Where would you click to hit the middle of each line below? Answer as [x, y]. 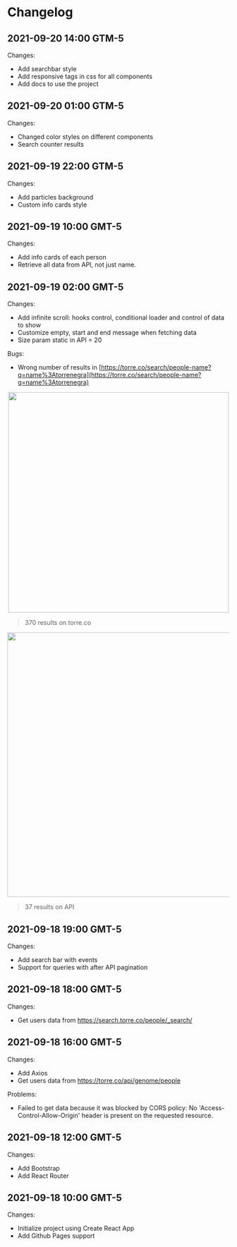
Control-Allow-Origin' [49, 1115]
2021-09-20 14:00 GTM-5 [66, 38]
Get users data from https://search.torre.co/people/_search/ [105, 1020]
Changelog [40, 12]
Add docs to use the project [58, 84]
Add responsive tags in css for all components [85, 76]
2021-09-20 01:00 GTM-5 [66, 106]
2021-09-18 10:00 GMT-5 [65, 1197]
